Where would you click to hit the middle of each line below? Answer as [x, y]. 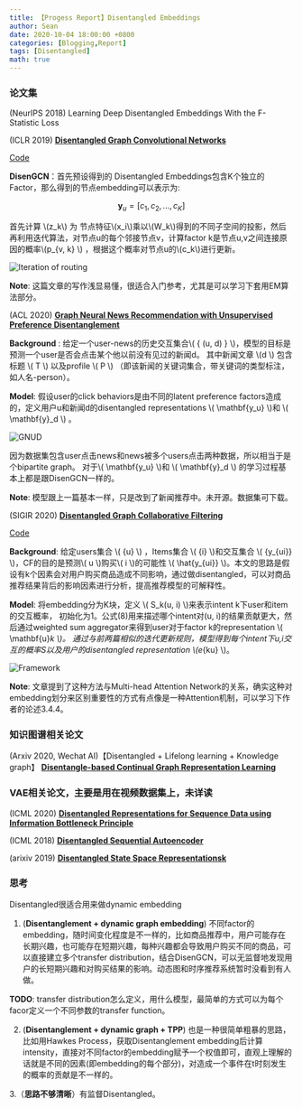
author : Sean [34, 26]
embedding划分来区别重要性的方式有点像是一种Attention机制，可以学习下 [146, 698]
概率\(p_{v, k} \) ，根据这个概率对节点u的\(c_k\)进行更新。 [133, 249]
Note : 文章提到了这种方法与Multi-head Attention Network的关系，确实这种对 [151, 686]
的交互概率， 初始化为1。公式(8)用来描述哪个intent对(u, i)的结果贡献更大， [147, 616]
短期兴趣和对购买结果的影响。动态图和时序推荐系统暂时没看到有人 [169, 968]
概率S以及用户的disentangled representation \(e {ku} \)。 [129, 650]
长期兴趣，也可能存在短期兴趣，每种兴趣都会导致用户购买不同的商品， [153, 945]
